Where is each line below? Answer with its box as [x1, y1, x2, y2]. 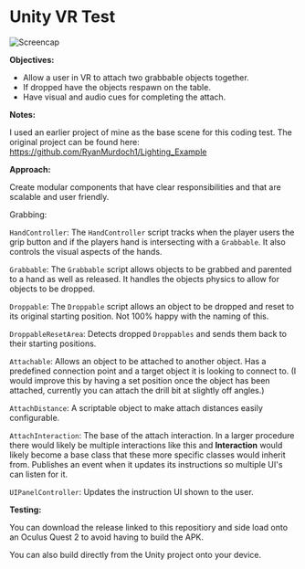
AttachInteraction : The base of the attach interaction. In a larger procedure [9, 429, 295, 440]
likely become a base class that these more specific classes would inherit [9, 449, 286, 460]
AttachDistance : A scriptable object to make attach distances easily [9, 402, 263, 413]
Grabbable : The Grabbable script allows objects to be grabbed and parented [9, 263, 292, 275]
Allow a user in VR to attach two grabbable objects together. [22, 71, 249, 83]
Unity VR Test [9, 6, 116, 27]
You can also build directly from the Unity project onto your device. [9, 549, 262, 560]
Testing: [9, 504, 42, 515]
